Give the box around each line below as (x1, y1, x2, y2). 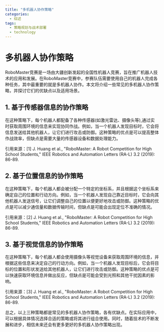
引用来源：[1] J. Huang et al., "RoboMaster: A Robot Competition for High (5, 146, 152, 152)
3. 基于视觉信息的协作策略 (5, 240, 83, 249)
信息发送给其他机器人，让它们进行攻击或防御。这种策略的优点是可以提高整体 (5, 129, 159, 135)
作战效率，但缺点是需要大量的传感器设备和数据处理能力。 (5, 135, 121, 141)
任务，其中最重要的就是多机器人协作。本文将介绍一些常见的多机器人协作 (9, 81, 155, 87)
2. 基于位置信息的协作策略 (5, 172, 83, 180)
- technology (9, 30, 36, 35)
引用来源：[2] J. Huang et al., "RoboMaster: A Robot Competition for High (5, 214, 153, 220)
